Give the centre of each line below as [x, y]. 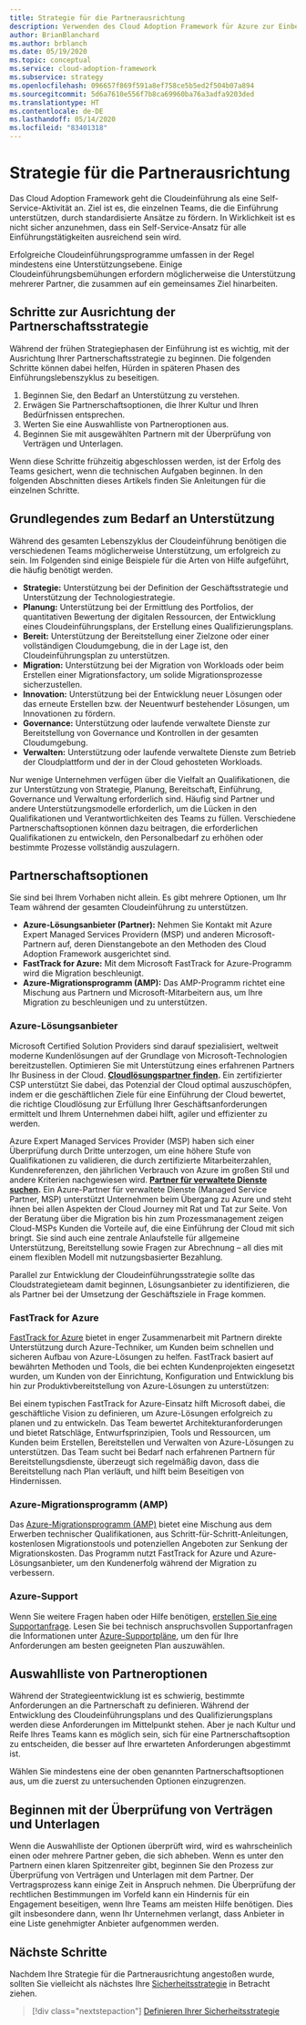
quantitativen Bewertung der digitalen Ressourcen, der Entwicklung [149, 617]
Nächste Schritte [58, 1952]
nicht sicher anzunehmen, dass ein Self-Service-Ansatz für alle [128, 227]
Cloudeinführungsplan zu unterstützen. [96, 655]
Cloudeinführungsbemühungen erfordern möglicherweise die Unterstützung [153, 273]
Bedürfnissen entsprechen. [74, 414]
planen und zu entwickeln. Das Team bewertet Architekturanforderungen [146, 1423]
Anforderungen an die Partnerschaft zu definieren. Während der [129, 1705]
